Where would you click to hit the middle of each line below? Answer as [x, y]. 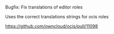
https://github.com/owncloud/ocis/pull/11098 [51, 26]
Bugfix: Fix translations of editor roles [44, 7]
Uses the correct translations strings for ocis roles [57, 17]
